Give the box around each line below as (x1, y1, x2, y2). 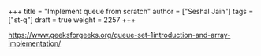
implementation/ (8, 39, 62, 48)
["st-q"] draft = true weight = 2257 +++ (8, 15, 136, 24)
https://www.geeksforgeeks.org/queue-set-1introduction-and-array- (8, 31, 231, 39)
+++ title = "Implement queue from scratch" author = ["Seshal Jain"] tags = (8, 7, 254, 16)
